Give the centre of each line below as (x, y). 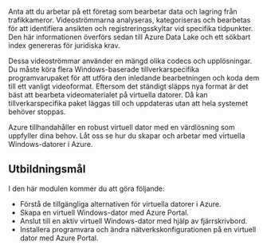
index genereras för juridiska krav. (65, 45)
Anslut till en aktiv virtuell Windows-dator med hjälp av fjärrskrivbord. (133, 221)
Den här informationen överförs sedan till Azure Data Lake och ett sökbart (130, 37)
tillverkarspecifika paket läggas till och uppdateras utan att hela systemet (128, 103)
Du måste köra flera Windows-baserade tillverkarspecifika (104, 69)
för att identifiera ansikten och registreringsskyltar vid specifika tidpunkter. (131, 28)
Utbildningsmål (47, 170)
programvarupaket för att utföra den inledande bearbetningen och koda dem (134, 78)
